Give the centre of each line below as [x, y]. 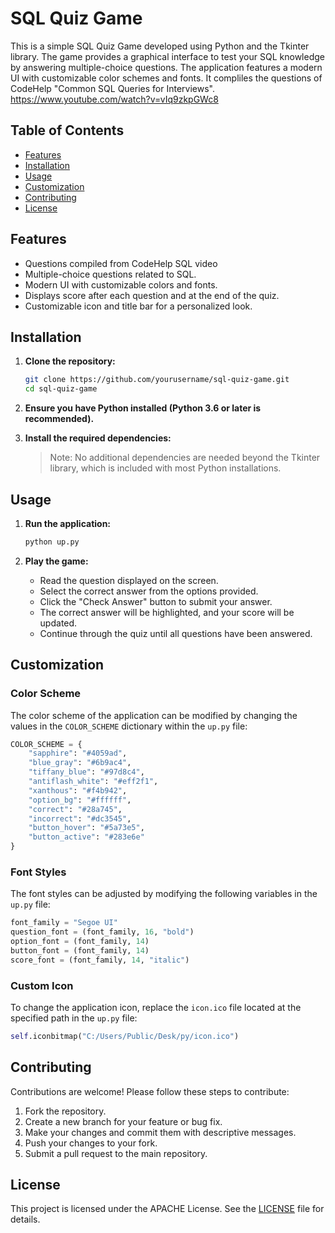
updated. [58, 623]
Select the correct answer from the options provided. [149, 591]
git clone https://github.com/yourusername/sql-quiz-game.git [157, 380]
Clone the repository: [70, 361]
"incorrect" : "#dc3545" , [80, 818]
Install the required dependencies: [98, 438]
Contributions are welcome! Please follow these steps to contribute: [150, 1091]
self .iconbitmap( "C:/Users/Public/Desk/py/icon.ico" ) [125, 1036]
